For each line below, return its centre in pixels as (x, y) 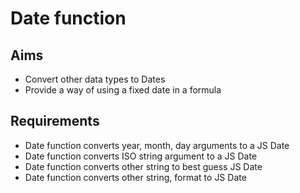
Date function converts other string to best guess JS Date (143, 166)
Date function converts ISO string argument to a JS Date (141, 156)
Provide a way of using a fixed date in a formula (123, 90)
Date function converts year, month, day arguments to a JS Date (157, 145)
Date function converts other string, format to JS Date (135, 177)
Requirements (55, 121)
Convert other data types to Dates (95, 79)
